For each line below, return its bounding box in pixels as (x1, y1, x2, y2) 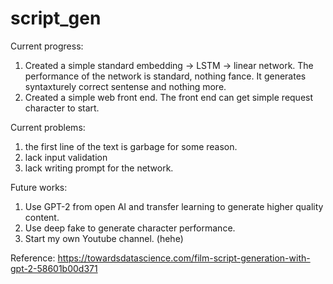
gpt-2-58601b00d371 (10, 262, 98, 274)
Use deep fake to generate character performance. (24, 222, 236, 234)
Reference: (10, 252, 56, 264)
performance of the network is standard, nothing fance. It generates (24, 70, 307, 82)
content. (24, 211, 60, 223)
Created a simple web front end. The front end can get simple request (24, 91, 314, 103)
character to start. (24, 102, 100, 114)
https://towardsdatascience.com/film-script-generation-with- (57, 252, 311, 264)
